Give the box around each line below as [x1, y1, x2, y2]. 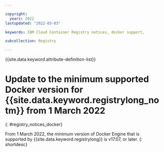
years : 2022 [9, 16, 35, 21]
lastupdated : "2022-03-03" [5, 21, 61, 26]
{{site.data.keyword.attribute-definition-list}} [5, 56, 96, 62]
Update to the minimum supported [5, 74, 149, 85]
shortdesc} [5, 142, 28, 148]
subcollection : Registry [5, 38, 56, 43]
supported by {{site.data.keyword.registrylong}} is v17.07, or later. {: [5, 136, 143, 142]
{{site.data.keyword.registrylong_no [5, 95, 160, 106]
